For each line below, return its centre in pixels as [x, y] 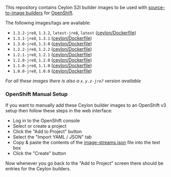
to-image [15, 13]
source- [157, 7]
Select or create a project [40, 126]
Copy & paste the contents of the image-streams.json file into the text [86, 143]
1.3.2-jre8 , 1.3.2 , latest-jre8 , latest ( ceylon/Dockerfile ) [74, 33]
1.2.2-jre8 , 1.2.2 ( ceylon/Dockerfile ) [52, 49]
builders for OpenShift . [50, 13]
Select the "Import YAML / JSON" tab [52, 137]
